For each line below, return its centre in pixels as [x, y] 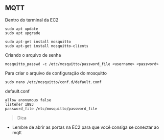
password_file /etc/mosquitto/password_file [51, 109]
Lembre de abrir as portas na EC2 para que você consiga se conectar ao [85, 127]
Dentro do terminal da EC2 [32, 20]
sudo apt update [22, 29]
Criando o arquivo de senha [33, 55]
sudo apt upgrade [23, 33]
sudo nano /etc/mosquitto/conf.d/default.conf [53, 82]
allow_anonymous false [28, 100]
